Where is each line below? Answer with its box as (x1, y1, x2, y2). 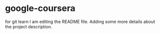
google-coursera (5, 3, 76, 14)
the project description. (5, 23, 52, 29)
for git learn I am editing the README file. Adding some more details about (5, 19, 155, 24)
